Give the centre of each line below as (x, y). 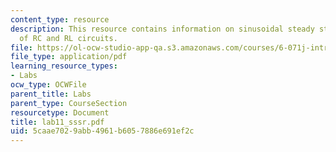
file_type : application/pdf (69, 57)
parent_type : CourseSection (69, 103)
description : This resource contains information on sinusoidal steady (162, 29)
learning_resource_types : (64, 66)
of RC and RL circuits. (68, 38)
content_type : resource (60, 19)
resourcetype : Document (60, 112)
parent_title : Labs (51, 94)
